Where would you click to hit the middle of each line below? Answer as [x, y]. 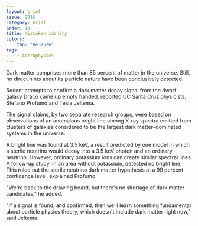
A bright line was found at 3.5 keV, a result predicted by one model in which [98, 144]
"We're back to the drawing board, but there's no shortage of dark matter [95, 188]
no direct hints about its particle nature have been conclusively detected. [95, 79]
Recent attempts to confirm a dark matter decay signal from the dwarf [91, 90]
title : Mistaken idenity [37, 34]
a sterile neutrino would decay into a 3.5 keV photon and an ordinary [89, 151]
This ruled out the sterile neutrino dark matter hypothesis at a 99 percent [95, 170]
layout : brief [24, 12]
